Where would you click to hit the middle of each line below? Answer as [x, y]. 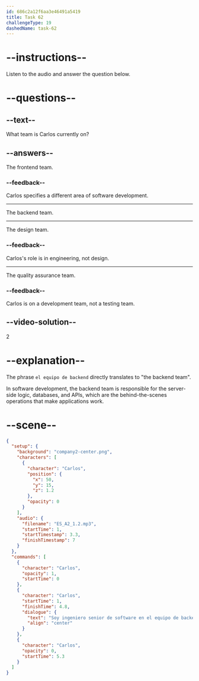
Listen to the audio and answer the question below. [68, 74]
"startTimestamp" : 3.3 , [51, 535]
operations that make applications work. [55, 401]
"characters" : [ [37, 458]
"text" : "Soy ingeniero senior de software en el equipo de [103, 618]
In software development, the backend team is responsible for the [86, 388]
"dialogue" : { [39, 612]
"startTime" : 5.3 [43, 656]
